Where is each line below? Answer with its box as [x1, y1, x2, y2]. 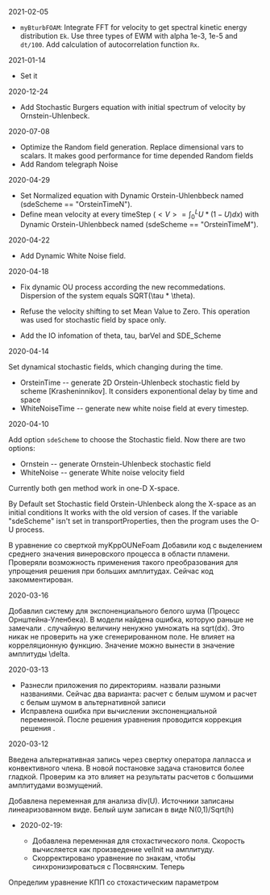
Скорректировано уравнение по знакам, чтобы [31, 853, 196, 863]
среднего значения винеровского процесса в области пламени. [8, 549, 231, 559]
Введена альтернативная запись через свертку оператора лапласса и [8, 755, 251, 765]
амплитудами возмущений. [8, 780, 103, 791]
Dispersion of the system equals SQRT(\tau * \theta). [19, 291, 196, 301]
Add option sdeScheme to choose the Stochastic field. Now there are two [8, 435, 246, 445]
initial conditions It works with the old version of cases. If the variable [8, 508, 239, 517]
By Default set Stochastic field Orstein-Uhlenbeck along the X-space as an [8, 499, 256, 509]
